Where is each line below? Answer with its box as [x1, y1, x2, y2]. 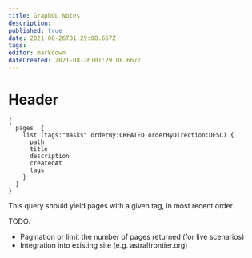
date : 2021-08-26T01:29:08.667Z [8, 34, 116, 42]
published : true [8, 26, 62, 34]
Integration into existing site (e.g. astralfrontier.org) [19, 240, 188, 250]
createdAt [29, 159, 62, 167]
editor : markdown [8, 49, 66, 57]
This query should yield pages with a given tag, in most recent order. [8, 200, 234, 210]
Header [8, 91, 58, 109]
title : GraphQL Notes [8, 11, 81, 20]
